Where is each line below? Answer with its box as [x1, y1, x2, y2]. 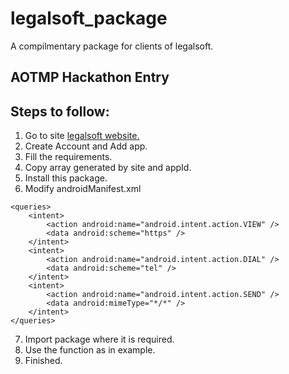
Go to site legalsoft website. [24, 130, 140, 142]
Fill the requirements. [24, 151, 113, 163]
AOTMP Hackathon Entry [10, 69, 170, 86]
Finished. [24, 355, 63, 367]
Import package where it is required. [24, 333, 175, 346]
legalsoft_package [10, 7, 168, 30]
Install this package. [24, 172, 108, 184]
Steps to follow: [10, 103, 110, 120]
